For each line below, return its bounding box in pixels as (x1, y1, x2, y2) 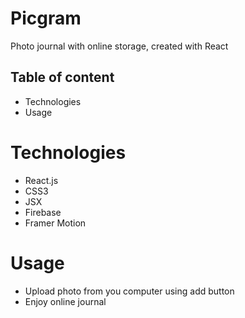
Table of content (10, 69, 115, 86)
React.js (24, 174, 59, 186)
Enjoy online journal (24, 295, 107, 307)
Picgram (10, 7, 82, 30)
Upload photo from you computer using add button (24, 285, 235, 297)
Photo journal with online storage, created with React (10, 40, 229, 52)
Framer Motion (24, 217, 87, 229)
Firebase (24, 206, 62, 218)
